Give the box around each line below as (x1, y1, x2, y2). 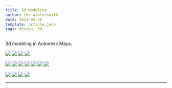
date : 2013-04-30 (5, 17, 42, 22)
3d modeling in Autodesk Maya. (5, 40, 73, 47)
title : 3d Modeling (5, 7, 47, 13)
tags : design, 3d (5, 27, 42, 32)
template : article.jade (5, 21, 56, 27)
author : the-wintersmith (5, 12, 58, 17)
